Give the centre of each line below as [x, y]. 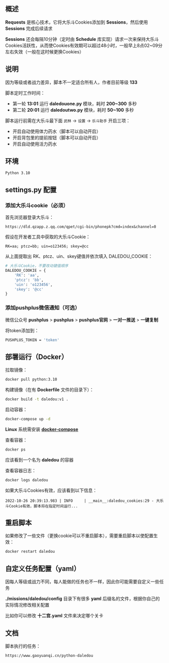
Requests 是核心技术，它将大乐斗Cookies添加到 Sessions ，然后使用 [77, 22]
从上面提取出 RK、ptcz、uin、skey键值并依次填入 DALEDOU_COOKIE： [79, 256]
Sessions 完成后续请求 [29, 28]
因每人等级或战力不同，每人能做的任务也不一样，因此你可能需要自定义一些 [82, 582]
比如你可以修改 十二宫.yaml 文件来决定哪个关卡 [54, 616]
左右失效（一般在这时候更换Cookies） [45, 51]
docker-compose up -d [28, 419]
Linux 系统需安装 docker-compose [42, 429]
